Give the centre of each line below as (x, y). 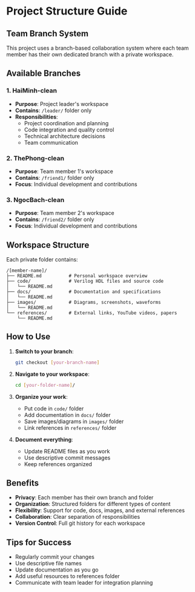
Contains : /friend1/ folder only (55, 177)
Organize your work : (41, 396)
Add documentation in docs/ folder (67, 415)
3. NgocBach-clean (35, 200)
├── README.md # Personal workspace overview (77, 276)
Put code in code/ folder (54, 408)
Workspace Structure (48, 245)
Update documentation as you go (57, 570)
